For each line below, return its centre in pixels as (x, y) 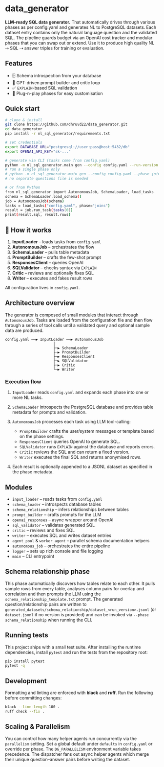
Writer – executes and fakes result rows (52, 278)
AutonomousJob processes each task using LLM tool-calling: (71, 422)
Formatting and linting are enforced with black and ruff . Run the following (79, 693)
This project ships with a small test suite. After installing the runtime (73, 647)
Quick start (22, 109)
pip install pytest (25, 661)
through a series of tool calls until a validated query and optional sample (78, 325)
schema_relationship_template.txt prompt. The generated (64, 599)
